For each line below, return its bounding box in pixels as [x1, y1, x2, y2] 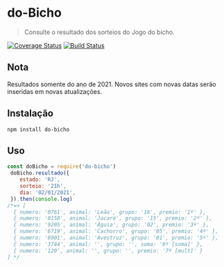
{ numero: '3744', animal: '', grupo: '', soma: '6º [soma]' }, [13, 241, 203, 248]
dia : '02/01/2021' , [19, 189, 76, 196]
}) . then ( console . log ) [10, 195, 73, 202]
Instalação [7, 108, 54, 120]
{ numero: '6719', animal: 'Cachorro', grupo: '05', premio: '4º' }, [13, 228, 218, 235]
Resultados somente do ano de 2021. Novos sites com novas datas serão [7, 80, 216, 88]
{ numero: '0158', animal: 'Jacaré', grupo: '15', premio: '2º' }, [13, 215, 213, 222]
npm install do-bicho [7, 126, 70, 133]
